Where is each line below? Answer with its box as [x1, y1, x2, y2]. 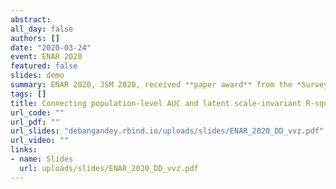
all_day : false [10, 24, 74, 34]
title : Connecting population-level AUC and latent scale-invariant [10, 98, 302, 108]
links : [10, 145, 38, 155]
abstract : [10, 14, 52, 25]
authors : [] [10, 33, 60, 43]
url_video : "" [10, 136, 70, 146]
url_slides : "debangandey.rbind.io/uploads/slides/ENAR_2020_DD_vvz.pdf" [10, 126, 325, 136]
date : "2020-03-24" [10, 42, 92, 53]
